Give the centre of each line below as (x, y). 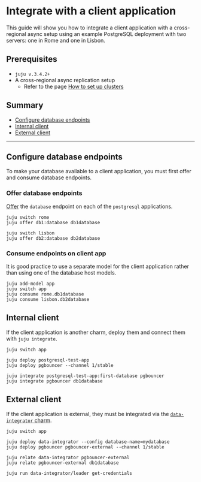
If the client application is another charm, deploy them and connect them (96, 332)
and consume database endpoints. (49, 177)
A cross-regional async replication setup (65, 80)
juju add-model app (31, 284)
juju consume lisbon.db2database (48, 299)
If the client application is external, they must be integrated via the (88, 414)
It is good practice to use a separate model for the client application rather (98, 266)
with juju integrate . (32, 338)
